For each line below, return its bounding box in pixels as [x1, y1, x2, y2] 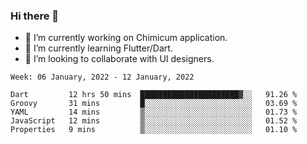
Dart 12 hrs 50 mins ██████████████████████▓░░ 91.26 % [10, 90, 298, 100]
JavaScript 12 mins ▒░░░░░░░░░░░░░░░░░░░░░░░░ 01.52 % [10, 116, 298, 126]
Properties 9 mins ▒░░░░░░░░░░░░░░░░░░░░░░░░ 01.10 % [10, 125, 298, 135]
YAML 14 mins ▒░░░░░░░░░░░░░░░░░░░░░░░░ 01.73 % [10, 107, 298, 118]
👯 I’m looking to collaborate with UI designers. [24, 53, 215, 65]
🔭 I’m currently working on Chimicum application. [24, 32, 228, 44]
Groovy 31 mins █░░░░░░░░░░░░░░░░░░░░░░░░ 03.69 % [10, 99, 298, 109]
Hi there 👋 [10, 9, 60, 23]
